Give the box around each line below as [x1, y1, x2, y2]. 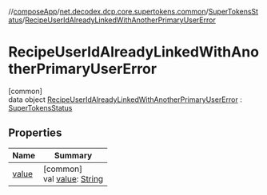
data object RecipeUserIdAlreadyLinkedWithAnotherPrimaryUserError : [8, 95, 242, 104]
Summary [54, 150, 93, 161]
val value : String [42, 173, 104, 184]
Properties [8, 127, 62, 140]
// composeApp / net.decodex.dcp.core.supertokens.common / [8, 7, 209, 16]
